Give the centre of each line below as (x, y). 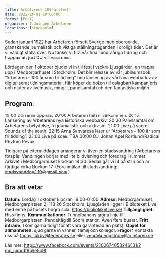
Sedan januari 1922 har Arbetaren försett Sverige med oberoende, (72, 42)
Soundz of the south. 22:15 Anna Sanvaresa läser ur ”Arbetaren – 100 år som (82, 131)
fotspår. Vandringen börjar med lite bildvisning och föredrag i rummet (75, 156)
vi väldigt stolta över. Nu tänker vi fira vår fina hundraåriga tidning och (76, 53)
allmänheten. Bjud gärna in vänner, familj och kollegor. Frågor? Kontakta (79, 230)
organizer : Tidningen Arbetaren (38, 23)
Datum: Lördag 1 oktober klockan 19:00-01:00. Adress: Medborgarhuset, (79, 199)
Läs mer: (14, 245)
